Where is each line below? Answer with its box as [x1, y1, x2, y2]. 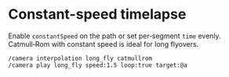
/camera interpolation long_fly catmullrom [8, 54, 153, 62]
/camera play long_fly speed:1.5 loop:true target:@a [8, 61, 188, 69]
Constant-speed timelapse [8, 5, 187, 23]
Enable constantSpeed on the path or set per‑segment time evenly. [8, 31, 221, 40]
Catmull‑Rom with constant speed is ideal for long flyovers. [8, 39, 199, 48]
